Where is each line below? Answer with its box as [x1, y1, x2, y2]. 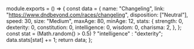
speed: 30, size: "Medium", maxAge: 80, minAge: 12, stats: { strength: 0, [6, 18, 184, 24]
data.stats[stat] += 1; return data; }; [6, 37, 93, 43]
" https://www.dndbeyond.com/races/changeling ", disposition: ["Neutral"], [6, 11, 188, 18]
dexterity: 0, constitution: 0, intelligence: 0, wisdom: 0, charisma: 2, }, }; [6, 24, 182, 31]
